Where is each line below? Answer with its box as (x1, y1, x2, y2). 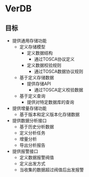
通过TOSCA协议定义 (34, 56, 75, 62)
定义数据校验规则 (26, 62, 62, 68)
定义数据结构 (26, 50, 53, 56)
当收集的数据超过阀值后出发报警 (19, 167, 84, 173)
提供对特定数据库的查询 (26, 99, 74, 105)
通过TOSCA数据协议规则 (34, 68, 84, 74)
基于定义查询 (19, 93, 45, 99)
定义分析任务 (19, 130, 45, 136)
